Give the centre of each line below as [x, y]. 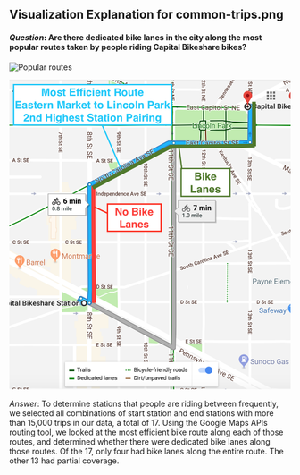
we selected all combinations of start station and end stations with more [142, 413]
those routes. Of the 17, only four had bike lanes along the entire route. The [146, 451]
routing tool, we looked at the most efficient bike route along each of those [146, 432]
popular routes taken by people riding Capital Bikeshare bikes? [128, 47]
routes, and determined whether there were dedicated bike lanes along [140, 441]
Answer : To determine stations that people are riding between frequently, [144, 403]
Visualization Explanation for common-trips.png [146, 15]
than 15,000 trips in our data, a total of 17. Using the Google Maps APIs [138, 422]
